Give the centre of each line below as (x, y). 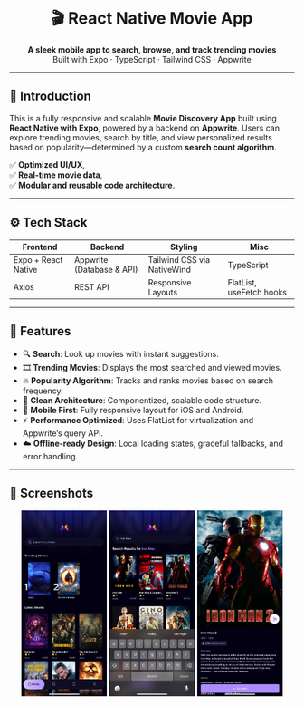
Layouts (163, 292)
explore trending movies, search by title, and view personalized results (141, 137)
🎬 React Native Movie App (152, 19)
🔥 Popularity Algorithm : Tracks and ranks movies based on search (148, 380)
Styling (184, 247)
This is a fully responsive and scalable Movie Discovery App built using (143, 118)
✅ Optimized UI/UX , (47, 164)
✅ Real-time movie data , (56, 175)
